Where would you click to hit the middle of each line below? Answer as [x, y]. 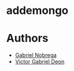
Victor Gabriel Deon [40, 62]
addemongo [37, 11]
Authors [27, 39]
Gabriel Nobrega [36, 55]
